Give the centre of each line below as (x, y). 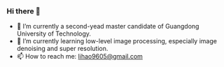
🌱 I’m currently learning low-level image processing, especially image (117, 41)
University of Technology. (54, 33)
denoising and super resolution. (62, 49)
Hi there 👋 (24, 11)
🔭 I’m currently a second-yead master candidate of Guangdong (108, 27)
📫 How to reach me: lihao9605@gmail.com (79, 57)
